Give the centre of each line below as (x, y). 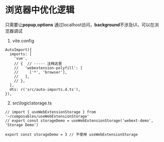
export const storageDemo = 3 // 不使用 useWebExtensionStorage (72, 134)
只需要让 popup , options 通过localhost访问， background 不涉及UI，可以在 (80, 25)
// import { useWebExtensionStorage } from (51, 112)
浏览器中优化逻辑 (40, 10)
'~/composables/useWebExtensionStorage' (47, 116)
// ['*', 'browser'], (41, 72)
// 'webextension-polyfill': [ (48, 68)
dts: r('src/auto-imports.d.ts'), (45, 89)
